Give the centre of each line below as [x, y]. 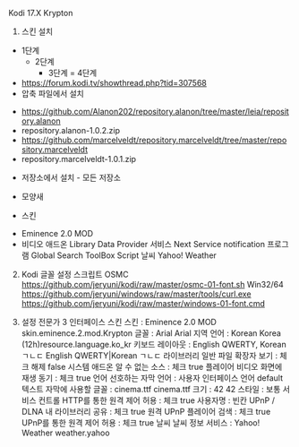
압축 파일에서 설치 [52, 94]
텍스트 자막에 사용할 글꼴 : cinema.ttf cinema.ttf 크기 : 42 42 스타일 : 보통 [151, 389]
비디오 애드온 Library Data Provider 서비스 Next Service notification [143, 244]
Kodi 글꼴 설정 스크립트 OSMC [75, 274]
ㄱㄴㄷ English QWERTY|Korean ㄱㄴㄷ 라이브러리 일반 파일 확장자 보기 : [149, 356]
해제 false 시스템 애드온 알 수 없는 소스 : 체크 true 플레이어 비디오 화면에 [157, 367]
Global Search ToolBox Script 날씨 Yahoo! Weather [124, 255]
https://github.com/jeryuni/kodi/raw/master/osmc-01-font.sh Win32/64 [152, 284]
